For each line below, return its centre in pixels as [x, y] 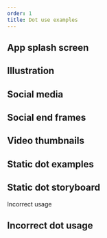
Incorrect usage [29, 204]
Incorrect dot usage [50, 226]
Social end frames [47, 118]
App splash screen [48, 48]
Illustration [31, 71]
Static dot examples [51, 164]
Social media [35, 94]
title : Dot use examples [43, 20]
